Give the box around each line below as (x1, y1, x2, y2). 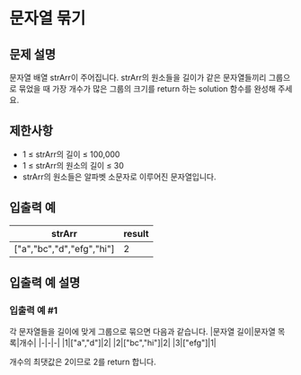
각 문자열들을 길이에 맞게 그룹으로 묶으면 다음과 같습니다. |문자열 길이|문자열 (9, 327, 276, 337)
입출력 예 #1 (9, 304, 58, 317)
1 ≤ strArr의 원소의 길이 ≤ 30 (22, 160, 124, 170)
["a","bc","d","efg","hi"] (13, 242, 115, 255)
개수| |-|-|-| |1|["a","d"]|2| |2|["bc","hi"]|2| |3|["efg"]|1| (19, 337, 217, 348)
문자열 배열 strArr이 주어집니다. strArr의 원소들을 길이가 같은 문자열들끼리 (9, 73, 267, 83)
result (123, 227, 150, 240)
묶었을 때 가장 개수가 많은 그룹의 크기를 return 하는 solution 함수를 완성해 (18, 83, 277, 94)
